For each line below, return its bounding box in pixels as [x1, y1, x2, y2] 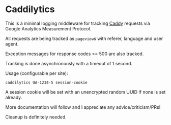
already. [5, 94, 22, 100]
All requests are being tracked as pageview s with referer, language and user [5, 35, 163, 41]
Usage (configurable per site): [5, 70, 68, 76]
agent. [5, 40, 19, 47]
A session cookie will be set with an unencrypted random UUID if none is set [5, 89, 166, 95]
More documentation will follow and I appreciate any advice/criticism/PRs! [5, 104, 161, 110]
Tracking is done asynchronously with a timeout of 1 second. [5, 60, 132, 66]
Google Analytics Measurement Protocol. [5, 25, 92, 31]
